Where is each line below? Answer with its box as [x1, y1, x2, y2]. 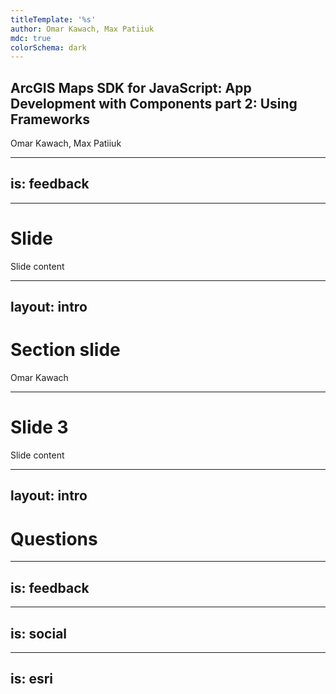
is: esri [10, 671, 54, 688]
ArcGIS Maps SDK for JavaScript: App [10, 79, 252, 96]
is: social [10, 625, 68, 642]
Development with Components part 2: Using [10, 95, 298, 112]
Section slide [10, 339, 121, 361]
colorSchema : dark [10, 42, 87, 53]
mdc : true [10, 33, 52, 43]
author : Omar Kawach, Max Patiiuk [10, 24, 155, 34]
